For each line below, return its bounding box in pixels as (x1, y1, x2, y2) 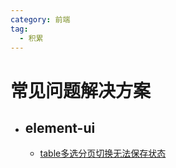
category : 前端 (10, 14, 71, 25)
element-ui (24, 119, 96, 136)
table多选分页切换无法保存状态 (39, 147, 167, 160)
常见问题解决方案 (10, 79, 152, 102)
